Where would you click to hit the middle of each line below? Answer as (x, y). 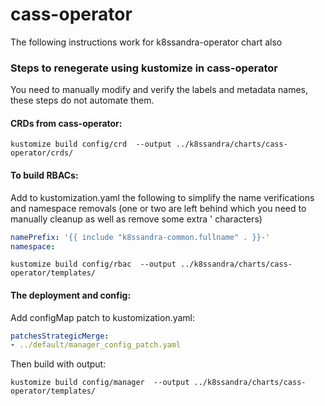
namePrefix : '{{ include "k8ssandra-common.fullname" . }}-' (140, 237)
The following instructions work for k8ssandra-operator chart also (146, 42)
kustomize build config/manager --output (100, 383)
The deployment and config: (71, 295)
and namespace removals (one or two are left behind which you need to (158, 208)
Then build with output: (58, 364)
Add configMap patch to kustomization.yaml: (103, 317)
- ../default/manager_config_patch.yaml (96, 345)
